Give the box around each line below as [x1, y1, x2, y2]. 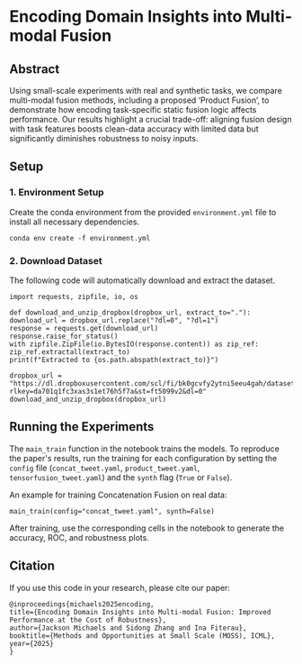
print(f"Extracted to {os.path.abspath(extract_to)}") [9, 355, 219, 364]
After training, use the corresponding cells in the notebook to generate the [9, 523, 285, 533]
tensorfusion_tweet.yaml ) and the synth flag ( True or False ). [9, 471, 233, 483]
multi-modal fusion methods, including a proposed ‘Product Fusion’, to [9, 95, 270, 105]
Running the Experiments [9, 419, 155, 434]
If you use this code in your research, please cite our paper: [9, 582, 231, 593]
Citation [9, 559, 56, 574]
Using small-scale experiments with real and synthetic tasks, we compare [9, 86, 283, 96]
